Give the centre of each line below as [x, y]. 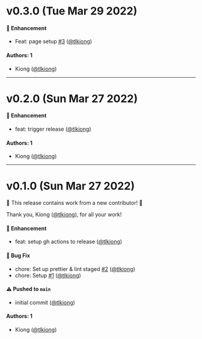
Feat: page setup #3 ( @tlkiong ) [53, 42]
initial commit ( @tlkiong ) [45, 302]
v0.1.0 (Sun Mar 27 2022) [71, 186]
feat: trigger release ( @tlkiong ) [53, 129]
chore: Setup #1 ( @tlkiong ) [48, 275]
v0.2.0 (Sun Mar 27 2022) [72, 98]
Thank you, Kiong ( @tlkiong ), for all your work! [64, 214]
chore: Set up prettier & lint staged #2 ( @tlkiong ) [75, 269]
